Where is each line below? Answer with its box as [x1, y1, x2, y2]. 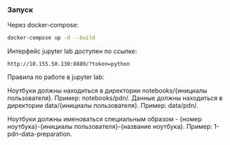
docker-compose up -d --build [7, 34, 96, 41]
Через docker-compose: [7, 21, 79, 29]
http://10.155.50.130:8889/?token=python [7, 61, 130, 68]
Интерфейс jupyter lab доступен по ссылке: [7, 47, 137, 55]
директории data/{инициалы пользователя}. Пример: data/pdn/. [7, 102, 198, 110]
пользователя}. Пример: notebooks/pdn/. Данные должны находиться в [7, 94, 223, 102]
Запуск [7, 5, 34, 15]
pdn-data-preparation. [7, 130, 72, 138]
